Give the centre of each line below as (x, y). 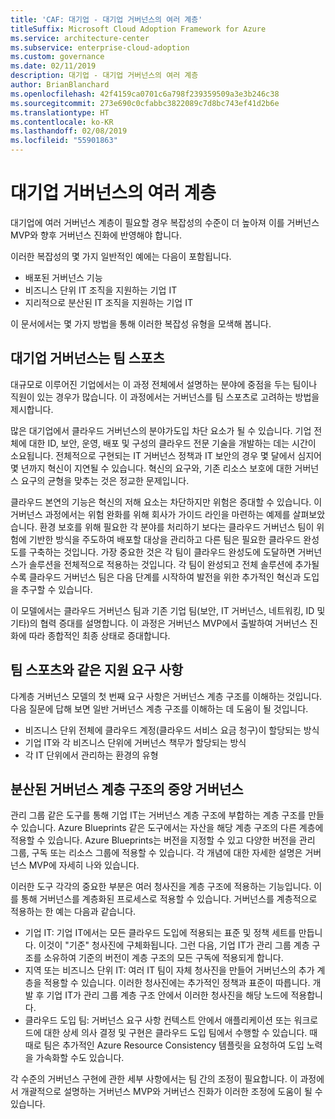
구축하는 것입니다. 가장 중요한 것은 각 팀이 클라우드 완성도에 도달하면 (162, 552)
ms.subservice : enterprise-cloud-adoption (100, 47)
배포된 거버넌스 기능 (63, 277)
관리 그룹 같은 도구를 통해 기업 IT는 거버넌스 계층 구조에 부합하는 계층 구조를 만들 (167, 815)
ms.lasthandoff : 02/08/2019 (69, 131)
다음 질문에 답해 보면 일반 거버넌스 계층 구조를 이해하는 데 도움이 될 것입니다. (159, 708)
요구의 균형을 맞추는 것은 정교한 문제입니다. (105, 480)
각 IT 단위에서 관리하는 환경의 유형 (91, 755)
